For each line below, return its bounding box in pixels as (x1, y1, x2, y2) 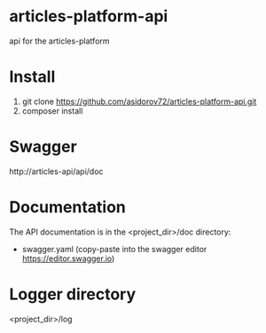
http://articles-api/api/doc (9, 166, 104, 177)
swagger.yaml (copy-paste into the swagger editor (21, 243, 207, 254)
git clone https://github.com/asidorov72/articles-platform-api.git (21, 96, 257, 107)
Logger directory (9, 284, 137, 304)
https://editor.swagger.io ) (21, 253, 115, 264)
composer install (21, 105, 83, 116)
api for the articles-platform (9, 36, 110, 46)
